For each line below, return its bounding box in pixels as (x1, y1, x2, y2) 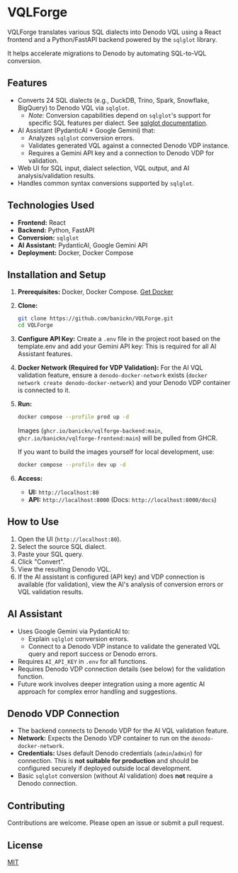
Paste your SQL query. (17, 550, 84, 558)
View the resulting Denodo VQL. (17, 565, 112, 573)
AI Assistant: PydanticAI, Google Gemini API (17, 240, 148, 249)
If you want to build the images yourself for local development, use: (17, 447, 215, 456)
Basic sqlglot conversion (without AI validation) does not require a (17, 772, 213, 780)
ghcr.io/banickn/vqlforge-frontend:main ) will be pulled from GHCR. (17, 434, 218, 442)
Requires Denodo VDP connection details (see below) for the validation (17, 665, 225, 673)
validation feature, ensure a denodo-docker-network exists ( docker (17, 371, 208, 379)
